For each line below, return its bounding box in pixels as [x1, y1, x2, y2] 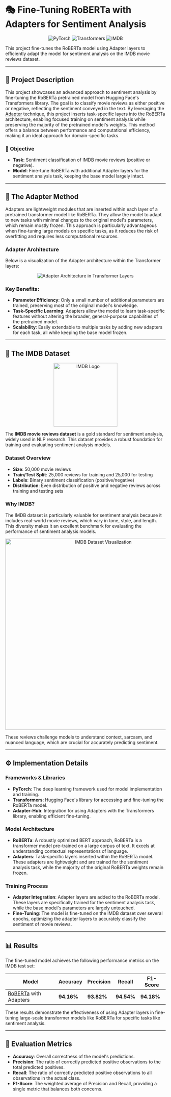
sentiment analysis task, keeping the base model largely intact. [12, 173, 145, 179]
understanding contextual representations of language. [12, 848, 129, 854]
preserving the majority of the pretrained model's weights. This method [5, 121, 155, 127]
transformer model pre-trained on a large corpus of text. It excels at [12, 843, 155, 849]
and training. [12, 791, 40, 797]
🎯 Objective [5, 145, 35, 152]
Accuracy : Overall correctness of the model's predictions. [12, 1053, 135, 1059]
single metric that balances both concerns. [12, 1086, 103, 1092]
